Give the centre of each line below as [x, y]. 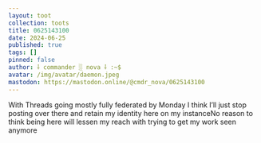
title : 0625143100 [39, 30]
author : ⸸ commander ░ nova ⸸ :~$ [65, 68]
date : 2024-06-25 [37, 38]
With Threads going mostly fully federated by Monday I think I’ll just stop [128, 105]
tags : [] [23, 52]
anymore [23, 130]
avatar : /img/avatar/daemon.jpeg [64, 75]
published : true [35, 45]
